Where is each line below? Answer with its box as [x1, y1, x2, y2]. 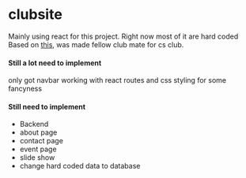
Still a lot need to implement [8, 57, 102, 68]
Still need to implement [8, 102, 85, 111]
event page [19, 144, 57, 154]
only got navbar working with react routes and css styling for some [8, 76, 227, 85]
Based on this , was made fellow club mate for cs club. [8, 39, 184, 49]
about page [19, 128, 58, 137]
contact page [19, 136, 63, 146]
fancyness [8, 84, 42, 94]
